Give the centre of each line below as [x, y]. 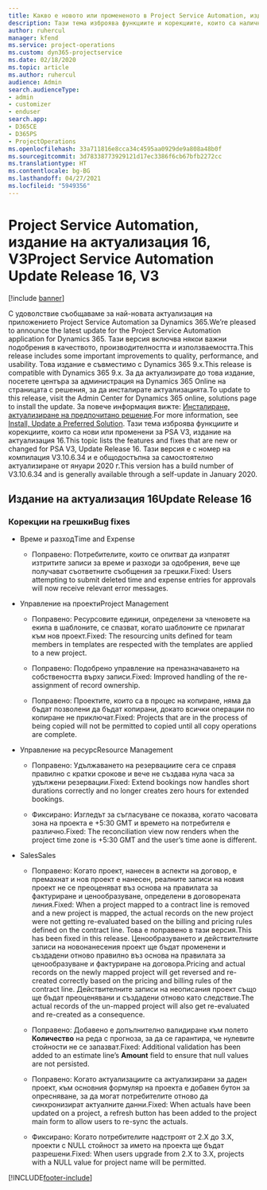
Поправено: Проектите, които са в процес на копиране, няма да [141, 700]
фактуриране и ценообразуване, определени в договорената [136, 896]
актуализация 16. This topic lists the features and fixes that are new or [123, 440]
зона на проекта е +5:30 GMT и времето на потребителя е [131, 823]
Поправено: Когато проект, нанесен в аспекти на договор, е [134, 871]
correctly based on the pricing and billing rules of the [145, 981]
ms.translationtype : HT [48, 164]
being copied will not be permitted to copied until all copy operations [144, 726]
